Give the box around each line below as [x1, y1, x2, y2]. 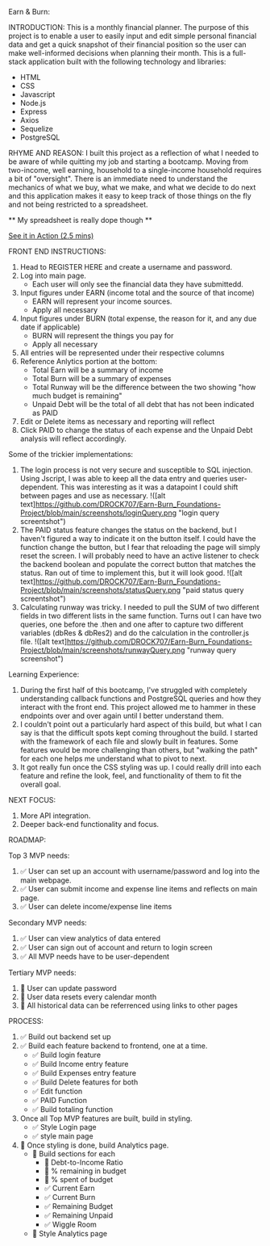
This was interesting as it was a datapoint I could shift [60, 482, 239, 492]
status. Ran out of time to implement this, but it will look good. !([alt [19, 568, 243, 577]
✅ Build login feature [31, 1050, 102, 1059]
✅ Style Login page [31, 1122, 97, 1131]
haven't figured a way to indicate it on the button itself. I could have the [19, 534, 256, 543]
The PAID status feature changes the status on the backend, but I [19, 525, 237, 535]
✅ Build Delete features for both [31, 1077, 139, 1087]
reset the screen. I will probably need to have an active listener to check [19, 551, 260, 560]
